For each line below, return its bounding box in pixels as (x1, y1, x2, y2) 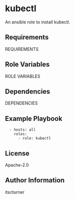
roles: (14, 132, 27, 137)
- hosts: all (9, 127, 36, 132)
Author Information (5, 176, 65, 184)
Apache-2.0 (5, 162, 29, 168)
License (5, 149, 30, 158)
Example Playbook (5, 114, 62, 122)
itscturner (5, 189, 25, 195)
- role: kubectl (18, 136, 51, 141)
